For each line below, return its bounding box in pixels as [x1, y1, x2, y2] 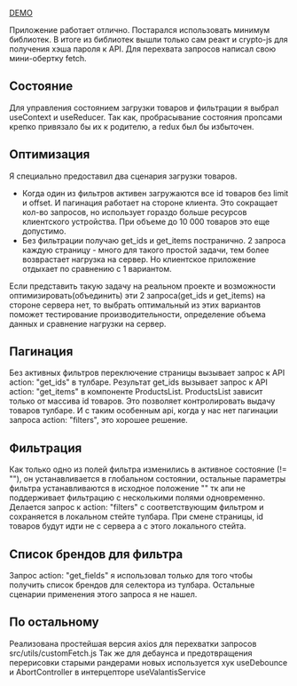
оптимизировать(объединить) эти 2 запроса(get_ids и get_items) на [9, 290, 266, 300]
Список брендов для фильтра [9, 546, 184, 562]
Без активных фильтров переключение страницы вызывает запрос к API [9, 368, 285, 379]
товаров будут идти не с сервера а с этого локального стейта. [9, 521, 246, 531]
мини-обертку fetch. [9, 53, 87, 63]
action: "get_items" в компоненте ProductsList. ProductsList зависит [9, 387, 263, 397]
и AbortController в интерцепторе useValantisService [9, 666, 207, 677]
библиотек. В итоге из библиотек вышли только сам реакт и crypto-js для [9, 35, 288, 44]
